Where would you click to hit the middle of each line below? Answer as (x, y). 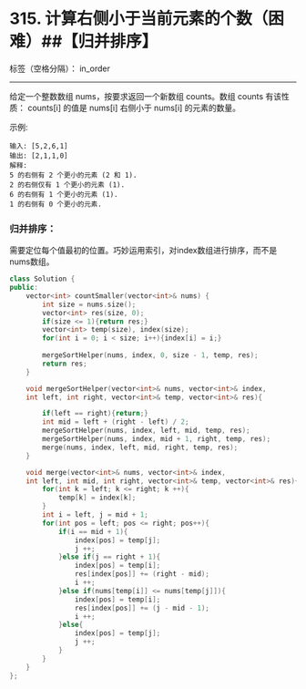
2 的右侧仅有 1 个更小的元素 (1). (67, 185)
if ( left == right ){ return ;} (95, 414)
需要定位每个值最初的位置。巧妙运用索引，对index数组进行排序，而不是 (143, 251)
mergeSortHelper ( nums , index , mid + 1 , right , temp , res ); (157, 439)
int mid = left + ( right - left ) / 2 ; (116, 422)
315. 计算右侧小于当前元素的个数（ (139, 19)
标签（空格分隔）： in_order (60, 68)
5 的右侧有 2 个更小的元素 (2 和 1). (73, 175)
